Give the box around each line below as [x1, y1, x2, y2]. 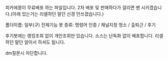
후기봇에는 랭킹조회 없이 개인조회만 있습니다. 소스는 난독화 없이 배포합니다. [5, 33, 154, 38]
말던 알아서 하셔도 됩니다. [14, 39, 65, 45]
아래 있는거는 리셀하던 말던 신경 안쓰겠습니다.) [12, 11, 104, 17]
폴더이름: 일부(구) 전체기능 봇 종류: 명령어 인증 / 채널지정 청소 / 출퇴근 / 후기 [5, 22, 156, 28]
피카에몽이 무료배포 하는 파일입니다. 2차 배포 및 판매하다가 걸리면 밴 [5, 5, 140, 10]
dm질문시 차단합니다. [5, 50, 47, 56]
